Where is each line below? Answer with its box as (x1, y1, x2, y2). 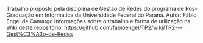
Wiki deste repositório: (6, 24, 63, 31)
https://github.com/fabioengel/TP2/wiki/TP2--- (63, 24, 183, 31)
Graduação (6, 11, 35, 19)
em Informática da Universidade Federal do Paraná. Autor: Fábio (35, 11, 197, 19)
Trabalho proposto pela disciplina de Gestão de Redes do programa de (6, 5, 184, 12)
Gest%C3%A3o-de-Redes (6, 30, 73, 38)
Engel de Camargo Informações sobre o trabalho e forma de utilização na (6, 18, 191, 24)
